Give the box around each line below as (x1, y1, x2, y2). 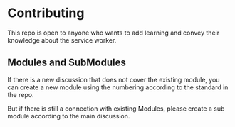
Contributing (7, 5, 85, 21)
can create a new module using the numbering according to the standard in (7, 83, 229, 92)
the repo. (7, 90, 34, 99)
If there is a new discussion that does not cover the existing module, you (7, 75, 220, 84)
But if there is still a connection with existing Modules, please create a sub (7, 104, 225, 113)
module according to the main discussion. (7, 111, 130, 120)
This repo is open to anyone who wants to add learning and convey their (7, 28, 219, 37)
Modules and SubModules (7, 57, 126, 69)
